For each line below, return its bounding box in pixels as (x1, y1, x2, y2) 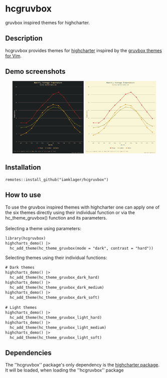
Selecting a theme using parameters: (5, 225, 81, 231)
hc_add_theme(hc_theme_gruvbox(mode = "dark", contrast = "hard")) (10, 246, 154, 251)
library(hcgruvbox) (5, 236, 46, 241)
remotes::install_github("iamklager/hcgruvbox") (5, 177, 109, 182)
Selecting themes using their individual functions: (5, 254, 107, 261)
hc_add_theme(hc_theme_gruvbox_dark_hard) (10, 275, 100, 280)
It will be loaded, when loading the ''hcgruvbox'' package (5, 367, 124, 373)
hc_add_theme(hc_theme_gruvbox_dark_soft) (10, 295, 100, 300)
